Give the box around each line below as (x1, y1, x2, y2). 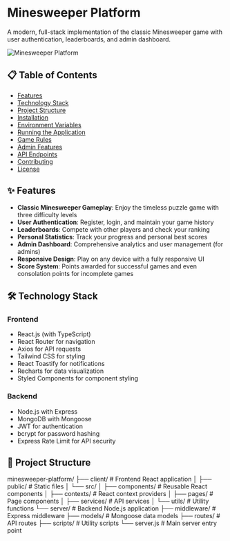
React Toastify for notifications (17, 360, 105, 368)
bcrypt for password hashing (17, 429, 100, 437)
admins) (17, 247, 41, 255)
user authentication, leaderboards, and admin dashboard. (7, 35, 171, 43)
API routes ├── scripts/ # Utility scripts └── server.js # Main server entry (7, 519, 218, 527)
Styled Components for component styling (17, 374, 138, 383)
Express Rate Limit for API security (17, 437, 116, 445)
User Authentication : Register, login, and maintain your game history (17, 218, 214, 226)
